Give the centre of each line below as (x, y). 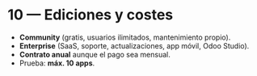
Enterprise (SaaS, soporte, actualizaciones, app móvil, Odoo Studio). (134, 45)
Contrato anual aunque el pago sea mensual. (95, 54)
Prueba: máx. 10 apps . (57, 63)
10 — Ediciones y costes (91, 15)
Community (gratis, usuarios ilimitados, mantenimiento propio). (125, 37)
